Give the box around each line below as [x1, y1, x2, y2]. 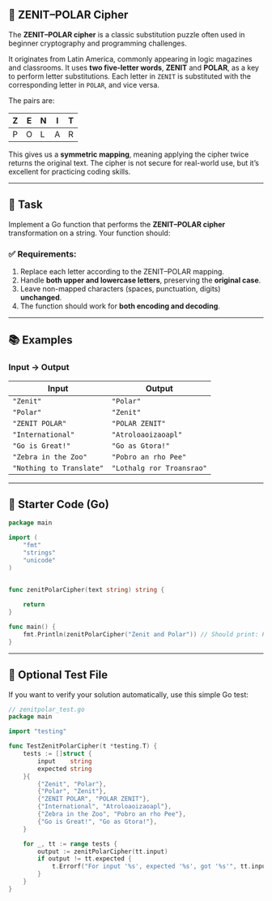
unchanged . [19, 292, 62, 302]
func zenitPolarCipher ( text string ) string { [8, 585, 164, 593]
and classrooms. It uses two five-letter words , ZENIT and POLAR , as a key [8, 63, 259, 72]
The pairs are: [8, 95, 55, 106]
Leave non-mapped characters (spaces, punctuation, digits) [19, 283, 221, 293]
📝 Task [8, 198, 43, 212]
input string [37, 757, 92, 765]
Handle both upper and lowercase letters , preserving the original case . [19, 275, 261, 285]
